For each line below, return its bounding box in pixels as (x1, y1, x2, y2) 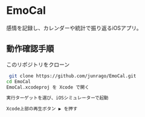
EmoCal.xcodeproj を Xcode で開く (6, 84, 89, 90)
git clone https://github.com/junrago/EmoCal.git (8, 73, 137, 79)
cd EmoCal (6, 78, 31, 84)
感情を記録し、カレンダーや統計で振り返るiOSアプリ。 (6, 24, 142, 31)
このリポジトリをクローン (6, 61, 70, 68)
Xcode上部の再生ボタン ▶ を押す (6, 106, 78, 112)
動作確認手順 (6, 43, 54, 54)
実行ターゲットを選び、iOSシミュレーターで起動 (6, 95, 109, 101)
